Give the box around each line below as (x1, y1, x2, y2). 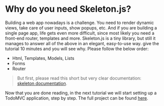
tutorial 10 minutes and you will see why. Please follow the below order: (5, 46, 149, 52)
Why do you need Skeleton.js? (5, 3, 131, 15)
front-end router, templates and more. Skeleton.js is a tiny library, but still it (5, 35, 156, 41)
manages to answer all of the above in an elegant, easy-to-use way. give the (5, 40, 159, 46)
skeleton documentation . (17, 80, 68, 86)
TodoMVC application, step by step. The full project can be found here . (5, 95, 148, 101)
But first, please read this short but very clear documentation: (17, 75, 141, 81)
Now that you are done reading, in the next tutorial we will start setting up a (5, 90, 157, 96)
